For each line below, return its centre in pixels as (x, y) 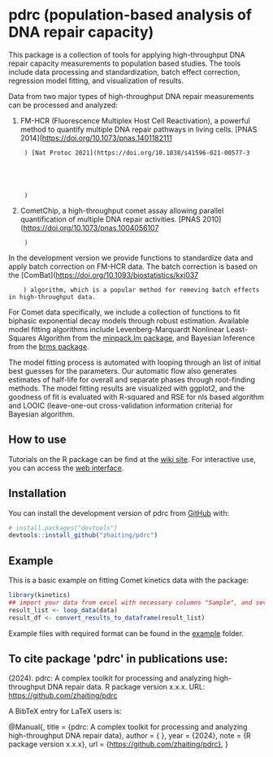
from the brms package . (49, 346)
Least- (237, 329)
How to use (37, 440)
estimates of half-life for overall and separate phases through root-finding (132, 379)
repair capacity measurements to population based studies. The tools (125, 63)
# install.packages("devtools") (63, 528)
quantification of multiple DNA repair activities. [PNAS (110, 219)
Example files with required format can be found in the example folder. (126, 633)
